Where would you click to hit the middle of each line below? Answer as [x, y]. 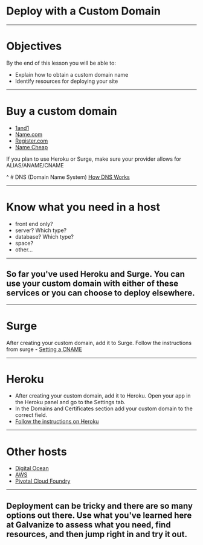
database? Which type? [44, 236]
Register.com [31, 141]
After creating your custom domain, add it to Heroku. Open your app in [103, 396]
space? [24, 243]
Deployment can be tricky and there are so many [100, 506]
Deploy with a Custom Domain [84, 11]
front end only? [34, 224]
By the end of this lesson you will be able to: [61, 63]
